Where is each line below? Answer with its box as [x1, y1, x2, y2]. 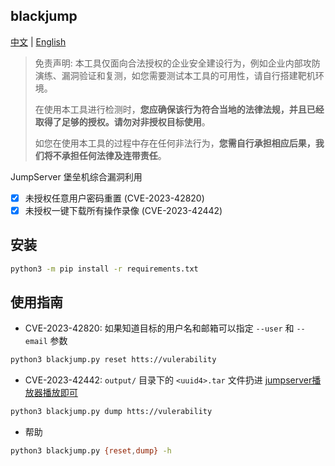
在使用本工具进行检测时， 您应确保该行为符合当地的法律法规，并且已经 [34, 103, 325, 115]
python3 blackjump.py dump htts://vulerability [10, 407, 213, 417]
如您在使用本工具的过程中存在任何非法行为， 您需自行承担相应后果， [34, 137, 316, 149]
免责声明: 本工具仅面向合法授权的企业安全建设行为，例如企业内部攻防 [34, 57, 321, 69]
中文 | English [10, 35, 67, 48]
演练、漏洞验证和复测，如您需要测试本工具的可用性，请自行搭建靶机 [34, 69, 316, 81]
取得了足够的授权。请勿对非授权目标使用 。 [34, 115, 211, 128]
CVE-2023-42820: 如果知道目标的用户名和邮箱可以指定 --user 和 [24, 322, 295, 334]
